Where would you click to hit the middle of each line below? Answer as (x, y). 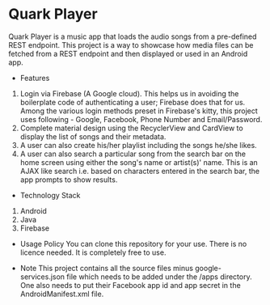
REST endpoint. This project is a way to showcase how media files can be (131, 44)
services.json (42, 277)
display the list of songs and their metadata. (93, 136)
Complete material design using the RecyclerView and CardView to (132, 128)
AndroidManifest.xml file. (62, 294)
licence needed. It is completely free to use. (93, 252)
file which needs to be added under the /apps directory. (159, 277)
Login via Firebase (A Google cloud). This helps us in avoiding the (129, 93)
